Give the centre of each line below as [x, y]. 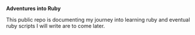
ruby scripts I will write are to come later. [56, 26]
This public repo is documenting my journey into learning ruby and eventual [98, 20]
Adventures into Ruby [33, 8]
